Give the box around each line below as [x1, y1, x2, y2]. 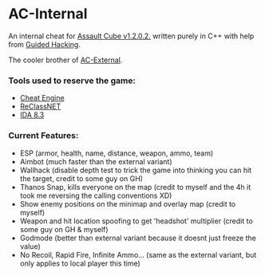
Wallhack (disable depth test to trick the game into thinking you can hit [19, 165, 252, 175]
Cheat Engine [19, 93, 65, 103]
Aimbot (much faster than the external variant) [19, 156, 173, 166]
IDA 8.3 [19, 110, 45, 120]
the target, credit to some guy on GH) [19, 173, 144, 183]
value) [19, 241, 42, 251]
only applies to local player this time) [19, 258, 141, 268]
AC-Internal [8, 5, 88, 23]
